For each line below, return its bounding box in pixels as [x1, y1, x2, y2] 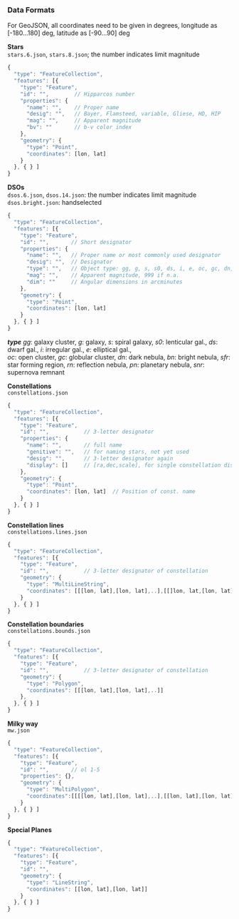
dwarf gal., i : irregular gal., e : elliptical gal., [7, 345, 132, 354]
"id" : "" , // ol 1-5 [20, 766, 100, 773]
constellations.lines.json [7, 528, 87, 536]
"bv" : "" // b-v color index [26, 123, 132, 131]
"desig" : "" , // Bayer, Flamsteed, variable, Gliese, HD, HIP [26, 111, 221, 118]
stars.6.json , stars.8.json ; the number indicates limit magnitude [7, 50, 201, 59]
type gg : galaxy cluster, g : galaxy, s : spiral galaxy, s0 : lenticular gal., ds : [7, 337, 218, 346]
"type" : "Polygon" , [26, 680, 84, 687]
